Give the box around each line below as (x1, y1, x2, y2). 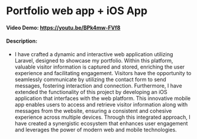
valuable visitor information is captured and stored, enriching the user (14, 63, 185, 70)
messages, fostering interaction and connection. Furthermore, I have (14, 82, 182, 89)
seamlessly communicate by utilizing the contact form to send (14, 76, 167, 83)
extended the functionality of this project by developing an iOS (14, 88, 167, 95)
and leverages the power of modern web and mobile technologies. (14, 126, 177, 133)
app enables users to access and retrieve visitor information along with (14, 101, 188, 108)
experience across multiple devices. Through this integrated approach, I (14, 114, 190, 121)
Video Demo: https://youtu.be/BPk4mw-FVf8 (6, 24, 121, 31)
